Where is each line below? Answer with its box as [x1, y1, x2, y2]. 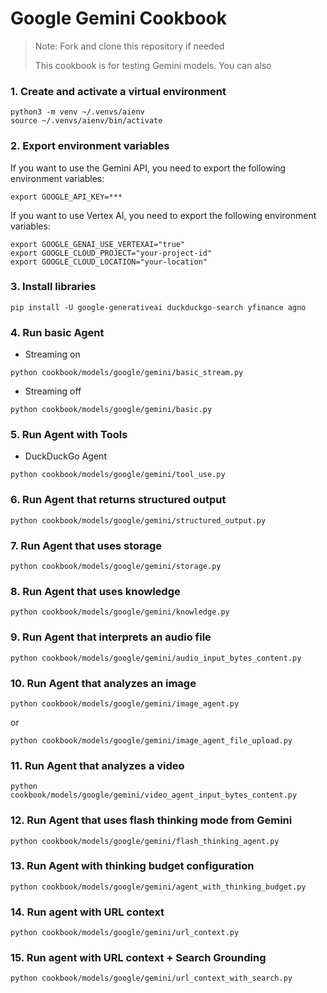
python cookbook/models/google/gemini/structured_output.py [10, 515, 267, 526]
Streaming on [24, 348, 81, 361]
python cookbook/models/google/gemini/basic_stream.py [10, 368, 244, 378]
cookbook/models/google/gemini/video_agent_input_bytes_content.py [10, 790, 298, 801]
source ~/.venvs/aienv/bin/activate [10, 116, 163, 126]
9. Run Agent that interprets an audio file [10, 630, 212, 644]
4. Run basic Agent [10, 325, 105, 339]
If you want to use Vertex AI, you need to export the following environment [10, 209, 317, 221]
